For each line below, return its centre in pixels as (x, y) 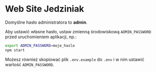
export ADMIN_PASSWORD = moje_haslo (40, 45)
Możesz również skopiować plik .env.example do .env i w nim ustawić (75, 59)
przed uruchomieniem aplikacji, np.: (41, 37)
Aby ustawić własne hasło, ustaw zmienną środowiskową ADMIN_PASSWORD (78, 31)
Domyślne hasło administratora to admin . (46, 22)
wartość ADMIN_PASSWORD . (30, 64)
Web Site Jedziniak (44, 9)
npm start (15, 50)
